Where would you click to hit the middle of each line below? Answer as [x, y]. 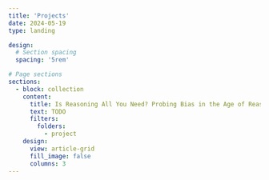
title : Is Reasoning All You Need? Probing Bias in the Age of [137, 104]
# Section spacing [46, 53]
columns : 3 [48, 164]
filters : [44, 119]
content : [37, 97]
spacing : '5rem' [42, 60]
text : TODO [48, 112]
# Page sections [35, 74]
